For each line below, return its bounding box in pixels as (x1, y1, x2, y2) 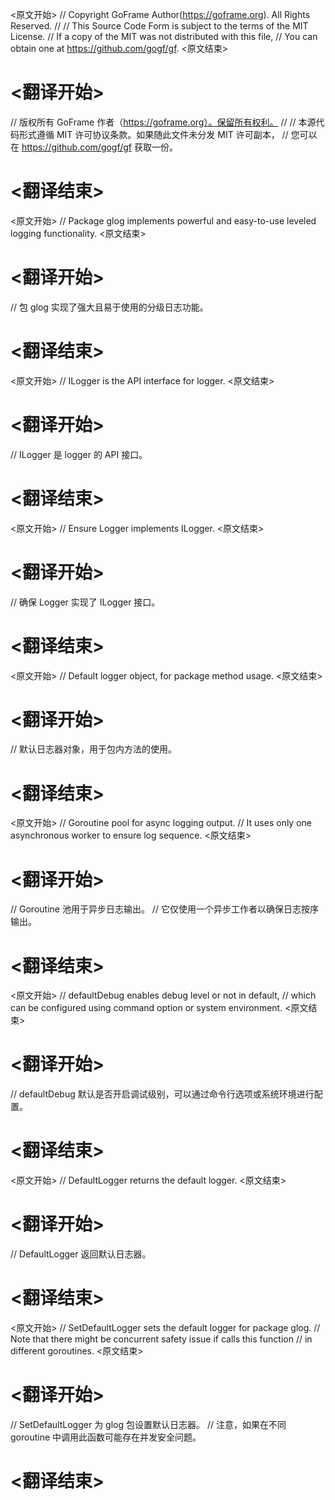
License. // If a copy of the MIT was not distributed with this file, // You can (10, 31, 318, 42)
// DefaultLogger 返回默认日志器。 (10, 1248, 152, 1260)
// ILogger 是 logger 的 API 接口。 (10, 448, 148, 460)
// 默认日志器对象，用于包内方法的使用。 (10, 743, 178, 755)
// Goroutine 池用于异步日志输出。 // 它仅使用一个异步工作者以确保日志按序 (10, 903, 319, 915)
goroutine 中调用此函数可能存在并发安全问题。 (10, 1431, 202, 1443)
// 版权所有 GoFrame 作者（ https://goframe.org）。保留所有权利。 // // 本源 (10, 116, 317, 128)
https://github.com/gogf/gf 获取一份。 (21, 141, 178, 153)
